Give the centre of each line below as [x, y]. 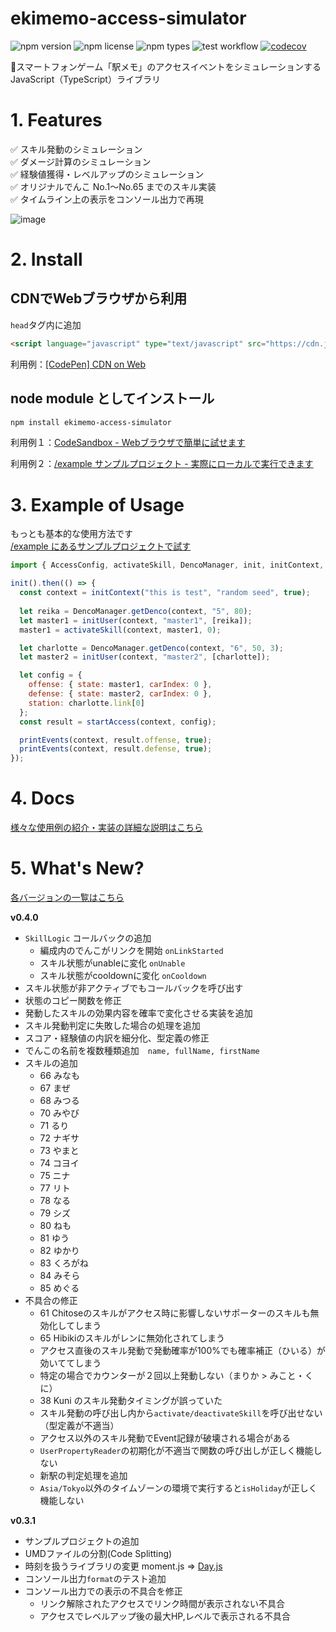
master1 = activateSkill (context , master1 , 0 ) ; [120, 630]
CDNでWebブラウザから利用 [99, 298]
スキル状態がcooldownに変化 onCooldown [123, 975]
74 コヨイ [59, 1163]
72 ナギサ [59, 1138]
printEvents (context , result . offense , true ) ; [116, 740]
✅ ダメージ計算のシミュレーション [81, 161]
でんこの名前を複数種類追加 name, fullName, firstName [142, 1050]
